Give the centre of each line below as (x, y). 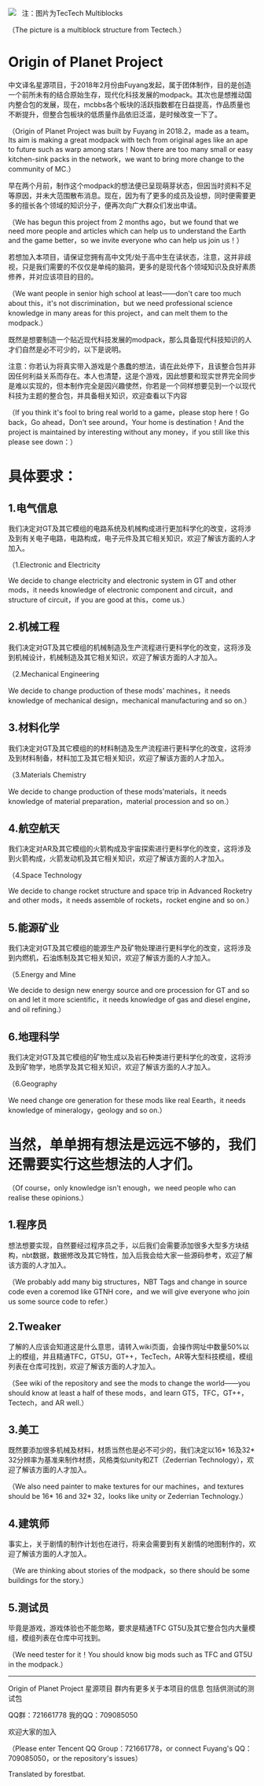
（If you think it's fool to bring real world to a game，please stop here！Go (129, 412)
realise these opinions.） (48, 1197)
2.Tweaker (35, 1327)
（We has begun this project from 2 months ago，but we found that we (123, 222)
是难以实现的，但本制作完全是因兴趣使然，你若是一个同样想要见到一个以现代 (132, 386)
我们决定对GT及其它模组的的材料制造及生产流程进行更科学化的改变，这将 (126, 748)
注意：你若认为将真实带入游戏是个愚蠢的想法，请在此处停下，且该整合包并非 (132, 366)
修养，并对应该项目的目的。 (53, 276)
